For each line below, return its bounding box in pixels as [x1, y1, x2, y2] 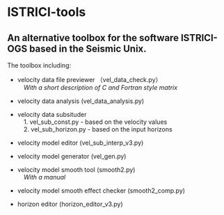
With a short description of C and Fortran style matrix [23, 83, 178, 91]
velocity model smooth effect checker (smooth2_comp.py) [17, 186, 186, 195]
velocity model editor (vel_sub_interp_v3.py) [17, 138, 144, 147]
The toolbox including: [7, 61, 72, 70]
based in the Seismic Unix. [29, 42, 147, 54]
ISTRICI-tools [7, 4, 86, 20]
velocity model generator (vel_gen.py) [17, 152, 127, 160]
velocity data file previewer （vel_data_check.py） [17, 76, 162, 83]
